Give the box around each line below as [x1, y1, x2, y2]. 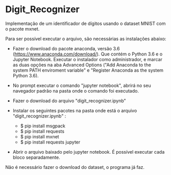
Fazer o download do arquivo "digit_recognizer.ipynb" [12, 98, 126, 104]
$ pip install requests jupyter [20, 139, 81, 145]
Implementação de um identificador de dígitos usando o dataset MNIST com [5, 20, 166, 26]
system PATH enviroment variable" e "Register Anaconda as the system [12, 67, 164, 73]
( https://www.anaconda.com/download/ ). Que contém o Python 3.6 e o [12, 51, 163, 57]
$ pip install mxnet [20, 133, 60, 139]
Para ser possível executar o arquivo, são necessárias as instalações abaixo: [5, 36, 166, 42]
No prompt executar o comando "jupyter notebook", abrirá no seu [12, 82, 152, 89]
